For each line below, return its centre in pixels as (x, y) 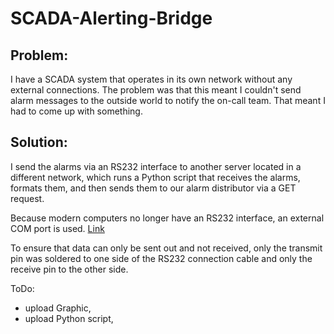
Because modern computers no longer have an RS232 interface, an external (167, 218)
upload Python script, (69, 318)
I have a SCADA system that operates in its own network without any (151, 79)
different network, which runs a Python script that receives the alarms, (155, 177)
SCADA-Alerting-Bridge (111, 18)
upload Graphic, (58, 308)
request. (27, 198)
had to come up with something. (76, 111)
